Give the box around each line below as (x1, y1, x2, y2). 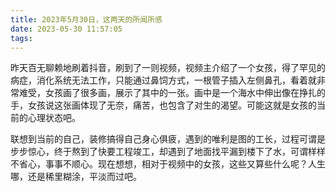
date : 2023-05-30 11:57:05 (10, 24, 123, 34)
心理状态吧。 (27, 112, 81, 124)
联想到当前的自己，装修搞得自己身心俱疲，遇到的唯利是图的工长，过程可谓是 (10, 133, 326, 145)
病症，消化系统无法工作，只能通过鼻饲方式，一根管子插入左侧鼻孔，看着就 (10, 74, 317, 86)
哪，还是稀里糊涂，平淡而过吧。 (10, 171, 142, 183)
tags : (10, 33, 33, 43)
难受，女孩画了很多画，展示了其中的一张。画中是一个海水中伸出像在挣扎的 (18, 87, 326, 99)
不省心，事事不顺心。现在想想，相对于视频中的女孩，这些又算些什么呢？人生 (10, 158, 326, 170)
